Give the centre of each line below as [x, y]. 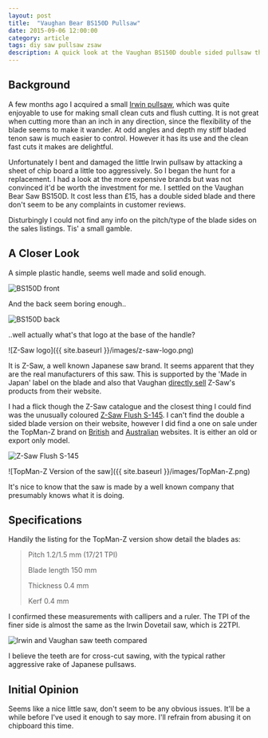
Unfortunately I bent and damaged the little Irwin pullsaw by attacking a [126, 162]
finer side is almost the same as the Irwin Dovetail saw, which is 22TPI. [124, 625]
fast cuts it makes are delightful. [61, 146]
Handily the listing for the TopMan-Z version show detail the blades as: [124, 539]
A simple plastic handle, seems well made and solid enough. [107, 273]
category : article [39, 38]
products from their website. [55, 391]
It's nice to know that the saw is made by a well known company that [121, 487]
